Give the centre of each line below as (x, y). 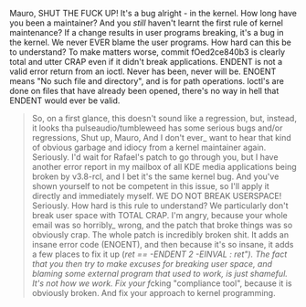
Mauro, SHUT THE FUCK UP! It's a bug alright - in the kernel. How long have (153, 13)
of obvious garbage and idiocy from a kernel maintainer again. (149, 147)
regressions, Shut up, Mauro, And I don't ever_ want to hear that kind (162, 138)
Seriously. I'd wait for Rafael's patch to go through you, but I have (155, 157)
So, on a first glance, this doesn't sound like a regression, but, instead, (164, 118)
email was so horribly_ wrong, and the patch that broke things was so (162, 225)
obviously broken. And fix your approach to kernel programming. (153, 293)
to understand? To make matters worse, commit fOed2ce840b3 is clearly (148, 52)
